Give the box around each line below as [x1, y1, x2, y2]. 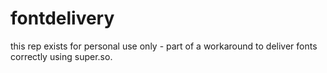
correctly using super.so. [10, 50, 113, 62]
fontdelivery [10, 7, 115, 30]
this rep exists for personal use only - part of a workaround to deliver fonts [10, 40, 318, 52]
